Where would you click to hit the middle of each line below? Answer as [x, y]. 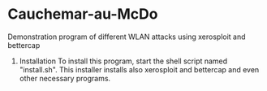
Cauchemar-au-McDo [83, 14]
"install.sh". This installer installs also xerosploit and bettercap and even [139, 69]
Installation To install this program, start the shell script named [123, 61]
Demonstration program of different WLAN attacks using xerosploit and [127, 37]
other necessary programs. [65, 78]
